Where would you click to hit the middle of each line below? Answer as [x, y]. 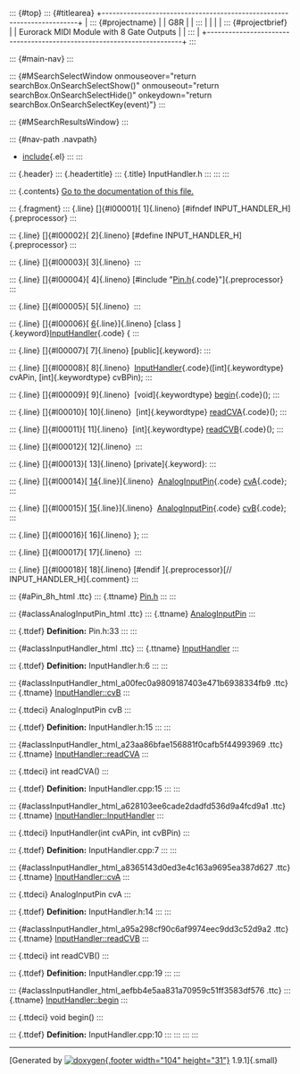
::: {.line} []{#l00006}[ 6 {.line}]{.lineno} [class [93, 324]
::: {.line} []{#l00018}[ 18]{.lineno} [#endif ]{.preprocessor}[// [121, 570]
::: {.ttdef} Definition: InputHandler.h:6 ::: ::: [88, 666]
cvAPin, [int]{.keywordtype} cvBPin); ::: [81, 377]
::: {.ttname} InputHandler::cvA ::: [70, 877]
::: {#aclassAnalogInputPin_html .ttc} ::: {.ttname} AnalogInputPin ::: [133, 613]
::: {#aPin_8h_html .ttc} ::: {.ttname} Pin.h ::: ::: [93, 596]
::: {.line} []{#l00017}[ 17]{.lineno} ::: [75, 552]
